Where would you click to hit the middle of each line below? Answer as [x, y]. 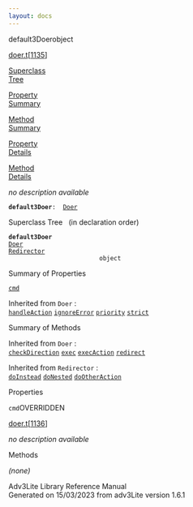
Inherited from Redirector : [54, 367]
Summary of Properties [47, 273]
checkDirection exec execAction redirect [77, 352]
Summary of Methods [45, 327]
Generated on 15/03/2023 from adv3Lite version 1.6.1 [97, 495]
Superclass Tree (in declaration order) [74, 222]
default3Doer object [41, 39]
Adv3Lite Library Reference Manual [68, 486]
